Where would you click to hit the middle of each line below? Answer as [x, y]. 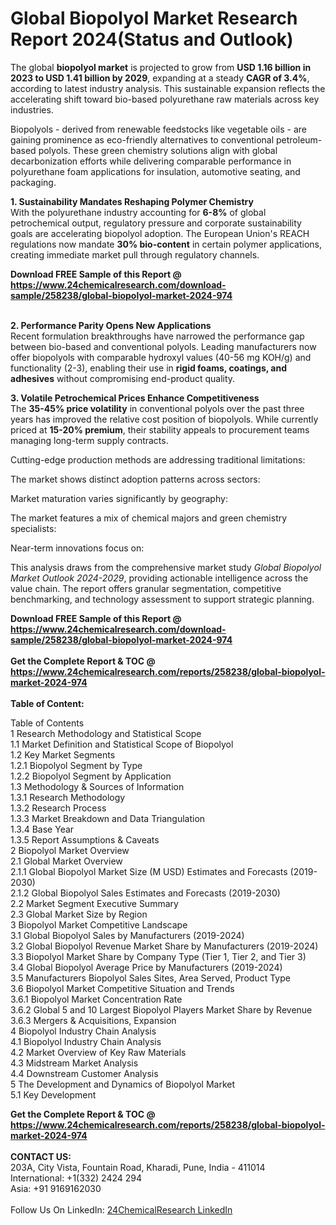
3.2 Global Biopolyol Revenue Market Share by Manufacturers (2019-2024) [164, 946]
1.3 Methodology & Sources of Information [97, 786]
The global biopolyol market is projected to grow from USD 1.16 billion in [161, 67]
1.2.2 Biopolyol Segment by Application [91, 776]
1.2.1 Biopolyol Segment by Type [76, 765]
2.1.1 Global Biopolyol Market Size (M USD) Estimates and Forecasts [149, 871]
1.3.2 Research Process [58, 808]
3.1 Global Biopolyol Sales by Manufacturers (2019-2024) [127, 935]
